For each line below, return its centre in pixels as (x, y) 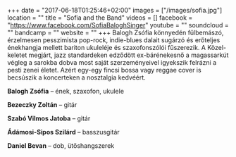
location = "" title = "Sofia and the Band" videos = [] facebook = (100, 18)
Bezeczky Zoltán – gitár (42, 105)
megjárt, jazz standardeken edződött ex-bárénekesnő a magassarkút (129, 55)
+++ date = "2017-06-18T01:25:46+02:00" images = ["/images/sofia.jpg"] (115, 10)
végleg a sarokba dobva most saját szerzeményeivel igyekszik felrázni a (112, 62)
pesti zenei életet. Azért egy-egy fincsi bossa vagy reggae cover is (105, 70)
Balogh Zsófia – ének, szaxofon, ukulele (66, 91)
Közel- (217, 48)
